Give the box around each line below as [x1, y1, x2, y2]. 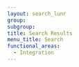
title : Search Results [7, 29, 73, 37]
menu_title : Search [7, 36, 64, 43]
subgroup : [7, 23, 36, 30]
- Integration [13, 50, 54, 57]
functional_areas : [7, 43, 60, 50]
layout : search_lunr [7, 10, 67, 17]
